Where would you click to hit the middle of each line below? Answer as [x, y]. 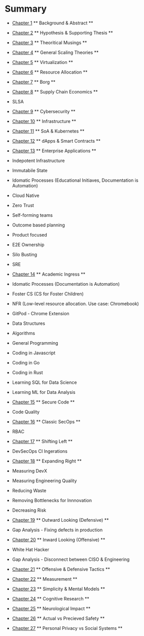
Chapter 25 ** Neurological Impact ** [51, 608]
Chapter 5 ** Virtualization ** [42, 62]
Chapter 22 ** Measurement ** [45, 579]
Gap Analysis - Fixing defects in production [57, 530]
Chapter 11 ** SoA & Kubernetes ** [48, 131]
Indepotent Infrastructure [38, 160]
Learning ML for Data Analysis [44, 392]
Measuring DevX [30, 471]
